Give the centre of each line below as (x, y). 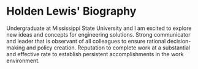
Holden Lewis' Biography (71, 11)
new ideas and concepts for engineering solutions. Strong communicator (99, 34)
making (16, 48)
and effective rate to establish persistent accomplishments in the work (95, 54)
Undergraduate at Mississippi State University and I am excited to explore (99, 28)
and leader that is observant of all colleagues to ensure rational (86, 41)
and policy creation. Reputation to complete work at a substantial (108, 48)
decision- (179, 41)
